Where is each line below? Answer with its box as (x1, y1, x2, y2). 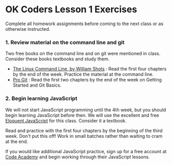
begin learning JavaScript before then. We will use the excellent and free (5, 112, 159, 118)
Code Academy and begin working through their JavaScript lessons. (5, 154, 150, 160)
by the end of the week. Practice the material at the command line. (12, 71, 154, 77)
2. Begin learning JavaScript (5, 95, 78, 102)
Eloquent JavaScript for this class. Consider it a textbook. (5, 117, 127, 123)
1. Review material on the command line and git (5, 38, 125, 46)
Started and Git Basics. (12, 82, 62, 88)
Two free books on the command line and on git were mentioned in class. (5, 50, 161, 57)
